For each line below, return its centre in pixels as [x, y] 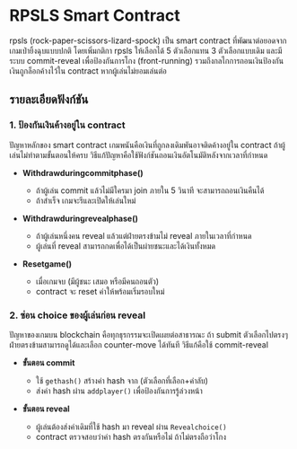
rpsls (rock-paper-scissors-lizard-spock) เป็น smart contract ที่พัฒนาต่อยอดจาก [148, 40]
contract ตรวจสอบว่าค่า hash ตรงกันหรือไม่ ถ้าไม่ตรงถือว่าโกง [131, 436]
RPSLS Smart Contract [95, 16]
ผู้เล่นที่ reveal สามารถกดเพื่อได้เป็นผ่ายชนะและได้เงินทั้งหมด [126, 246]
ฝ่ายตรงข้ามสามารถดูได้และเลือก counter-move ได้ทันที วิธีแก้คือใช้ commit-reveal [139, 344]
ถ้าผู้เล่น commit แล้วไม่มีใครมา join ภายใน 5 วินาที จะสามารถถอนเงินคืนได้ [150, 190]
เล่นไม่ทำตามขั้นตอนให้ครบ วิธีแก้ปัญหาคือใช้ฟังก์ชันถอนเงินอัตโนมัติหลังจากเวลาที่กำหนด [139, 154]
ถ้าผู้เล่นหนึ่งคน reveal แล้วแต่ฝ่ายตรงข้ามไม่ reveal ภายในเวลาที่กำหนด [144, 235]
